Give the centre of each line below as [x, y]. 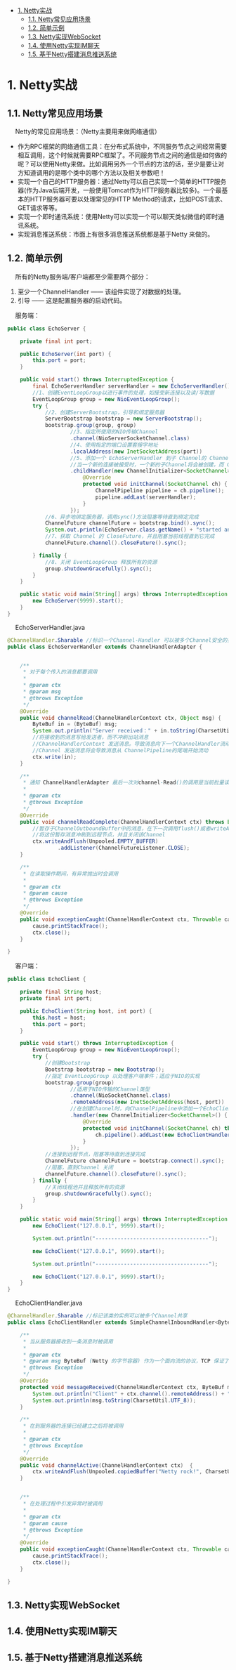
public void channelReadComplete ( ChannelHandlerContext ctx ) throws [122, 822]
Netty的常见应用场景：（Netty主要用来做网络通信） [88, 131]
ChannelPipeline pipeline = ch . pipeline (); [160, 491]
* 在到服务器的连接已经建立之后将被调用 [73, 1426]
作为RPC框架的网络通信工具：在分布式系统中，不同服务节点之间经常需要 [122, 146]
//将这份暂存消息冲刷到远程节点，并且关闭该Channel [99, 835]
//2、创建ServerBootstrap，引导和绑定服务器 [105, 412]
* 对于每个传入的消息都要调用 [60, 672]
